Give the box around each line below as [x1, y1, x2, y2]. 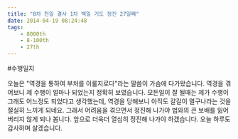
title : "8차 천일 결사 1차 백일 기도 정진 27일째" [7, 10, 140, 18]
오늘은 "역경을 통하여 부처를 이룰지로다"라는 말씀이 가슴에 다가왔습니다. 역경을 [7, 79, 224, 88]
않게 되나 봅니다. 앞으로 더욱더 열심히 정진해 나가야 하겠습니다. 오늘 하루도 [26, 115, 231, 123]
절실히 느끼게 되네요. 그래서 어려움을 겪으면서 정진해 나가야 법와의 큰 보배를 [7, 106, 216, 114]
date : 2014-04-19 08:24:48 [7, 17, 87, 24]
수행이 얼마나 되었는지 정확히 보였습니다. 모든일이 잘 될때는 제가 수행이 [33, 88, 229, 96]
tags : [7, 24, 23, 31]
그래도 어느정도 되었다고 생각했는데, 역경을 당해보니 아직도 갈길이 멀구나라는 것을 [7, 97, 232, 105]
